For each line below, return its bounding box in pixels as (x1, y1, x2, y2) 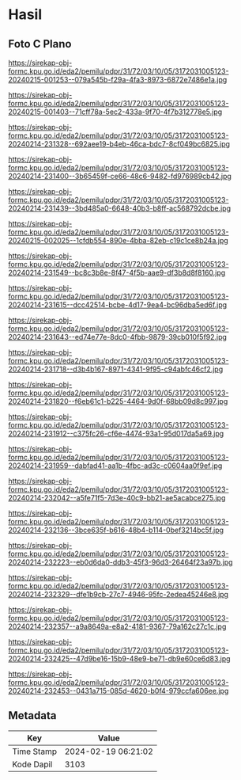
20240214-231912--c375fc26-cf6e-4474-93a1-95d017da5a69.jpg (8, 429, 224, 438)
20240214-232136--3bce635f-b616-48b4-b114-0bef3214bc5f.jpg (8, 525, 224, 535)
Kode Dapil (12, 759, 53, 770)
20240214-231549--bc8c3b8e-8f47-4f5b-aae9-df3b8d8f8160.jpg (8, 268, 226, 277)
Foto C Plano (8, 37, 72, 51)
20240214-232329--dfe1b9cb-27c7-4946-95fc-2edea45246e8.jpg (8, 590, 229, 599)
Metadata (8, 709, 57, 722)
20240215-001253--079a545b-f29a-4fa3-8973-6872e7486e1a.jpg (8, 75, 228, 84)
